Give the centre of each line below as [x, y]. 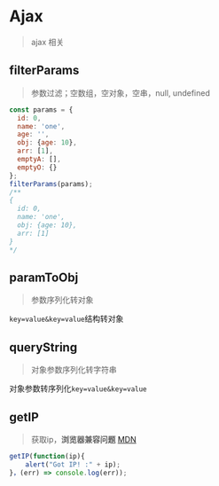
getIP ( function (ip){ [47, 456]
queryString [43, 347]
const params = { [41, 110]
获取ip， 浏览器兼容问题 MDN [84, 439]
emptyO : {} [37, 167]
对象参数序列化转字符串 [74, 370]
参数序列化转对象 [62, 300]
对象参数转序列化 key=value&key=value [78, 388]
